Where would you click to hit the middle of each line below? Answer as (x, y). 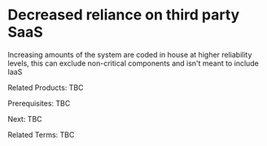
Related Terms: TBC (41, 135)
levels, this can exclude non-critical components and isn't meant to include (133, 63)
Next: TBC (25, 118)
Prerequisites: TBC (39, 103)
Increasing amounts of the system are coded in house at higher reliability (130, 54)
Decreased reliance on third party (124, 15)
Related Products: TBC (46, 88)
